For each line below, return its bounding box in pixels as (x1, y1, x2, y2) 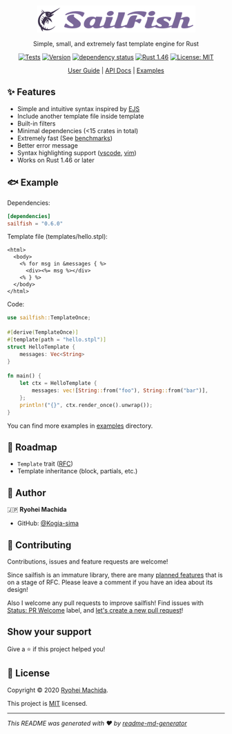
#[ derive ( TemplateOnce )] (7, 329, 79, 336)
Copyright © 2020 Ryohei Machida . (7, 686, 108, 694)
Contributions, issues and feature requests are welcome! (7, 557, 168, 566)
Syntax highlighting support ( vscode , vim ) (17, 148, 137, 157)
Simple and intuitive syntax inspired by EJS (17, 104, 140, 112)
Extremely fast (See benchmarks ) (17, 134, 113, 142)
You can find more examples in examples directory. (7, 421, 153, 430)
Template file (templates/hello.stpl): (7, 232, 108, 241)
